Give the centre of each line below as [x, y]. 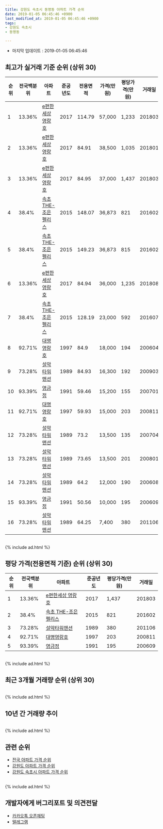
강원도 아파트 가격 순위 [33, 766]
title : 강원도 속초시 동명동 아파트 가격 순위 [45, 9]
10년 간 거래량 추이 [32, 713]
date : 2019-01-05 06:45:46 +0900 [39, 14]
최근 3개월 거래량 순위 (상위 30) [50, 680]
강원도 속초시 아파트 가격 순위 [40, 772]
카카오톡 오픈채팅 [28, 815]
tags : [10, 23]
